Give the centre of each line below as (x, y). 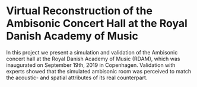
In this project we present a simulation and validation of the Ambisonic (92, 52)
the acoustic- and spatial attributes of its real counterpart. (77, 78)
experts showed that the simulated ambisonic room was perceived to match (99, 71)
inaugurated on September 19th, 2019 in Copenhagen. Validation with (91, 65)
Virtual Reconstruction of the (80, 11)
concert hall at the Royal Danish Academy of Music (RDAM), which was (93, 59)
